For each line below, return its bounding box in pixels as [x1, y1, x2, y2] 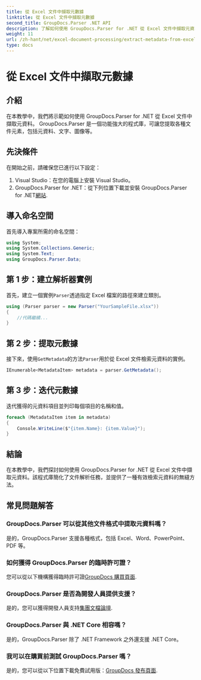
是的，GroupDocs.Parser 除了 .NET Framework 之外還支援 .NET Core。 [6, 636, 182, 643]
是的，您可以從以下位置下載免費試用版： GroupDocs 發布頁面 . [6, 667, 158, 674]
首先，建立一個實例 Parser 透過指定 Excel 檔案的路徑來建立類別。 [6, 291, 165, 298]
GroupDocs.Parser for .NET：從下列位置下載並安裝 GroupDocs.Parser [14, 184, 187, 191]
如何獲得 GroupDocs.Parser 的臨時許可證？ [6, 558, 132, 567]
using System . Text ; [6, 251, 55, 257]
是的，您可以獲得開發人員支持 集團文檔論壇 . [6, 605, 113, 612]
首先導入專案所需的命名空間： [6, 228, 80, 235]
